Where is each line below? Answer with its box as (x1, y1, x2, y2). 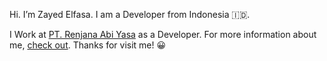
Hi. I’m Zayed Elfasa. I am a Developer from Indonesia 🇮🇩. (9, 9, 251, 20)
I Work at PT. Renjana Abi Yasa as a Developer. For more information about (9, 29, 317, 40)
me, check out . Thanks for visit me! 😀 (9, 39, 167, 51)
